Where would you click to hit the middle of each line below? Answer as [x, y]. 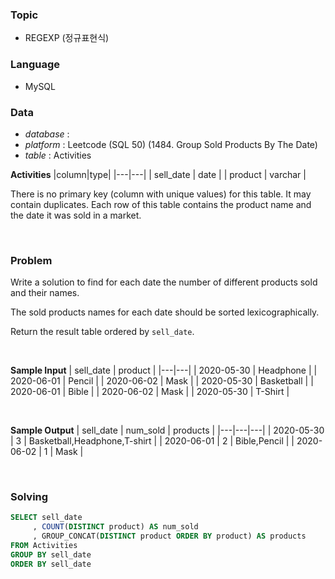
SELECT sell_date [46, 518]
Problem [31, 260]
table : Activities [58, 155]
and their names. [45, 293]
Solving [29, 497]
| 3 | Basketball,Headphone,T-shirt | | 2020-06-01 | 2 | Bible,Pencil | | [152, 441]
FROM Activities [44, 546]
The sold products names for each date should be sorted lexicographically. [165, 312]
